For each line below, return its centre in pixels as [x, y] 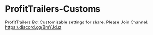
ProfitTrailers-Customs [53, 9]
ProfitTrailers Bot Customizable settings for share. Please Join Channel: [77, 22]
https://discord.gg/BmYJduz [33, 27]
